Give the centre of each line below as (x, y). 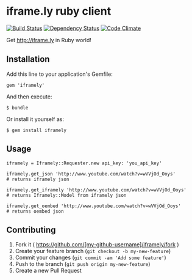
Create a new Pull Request (48, 271)
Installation (28, 59)
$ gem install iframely (37, 130)
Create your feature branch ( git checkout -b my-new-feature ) (93, 251)
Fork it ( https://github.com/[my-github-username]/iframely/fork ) (97, 245)
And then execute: (29, 97)
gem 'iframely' (26, 85)
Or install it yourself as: (35, 119)
